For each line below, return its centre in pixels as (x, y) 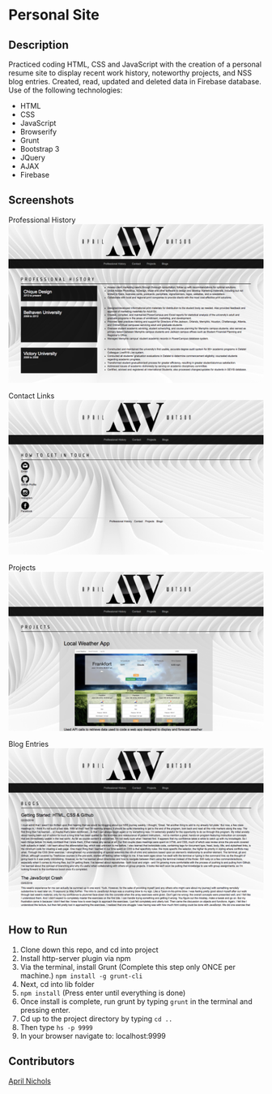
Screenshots (41, 200)
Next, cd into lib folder (57, 984)
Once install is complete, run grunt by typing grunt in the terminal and (136, 1001)
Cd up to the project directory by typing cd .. (96, 1019)
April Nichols (30, 1081)
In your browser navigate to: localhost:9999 (93, 1036)
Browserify (38, 132)
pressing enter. (45, 1010)
